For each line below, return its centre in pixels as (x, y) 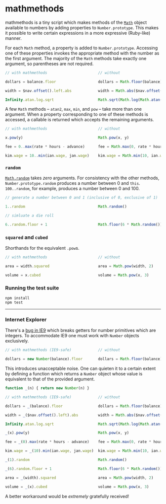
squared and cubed (27, 237)
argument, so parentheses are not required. (49, 64)
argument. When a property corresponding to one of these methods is (77, 114)
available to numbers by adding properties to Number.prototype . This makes (82, 27)
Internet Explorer (26, 319)
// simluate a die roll (30, 216)
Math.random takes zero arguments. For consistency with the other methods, (82, 178)
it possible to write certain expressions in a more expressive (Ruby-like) (78, 33)
